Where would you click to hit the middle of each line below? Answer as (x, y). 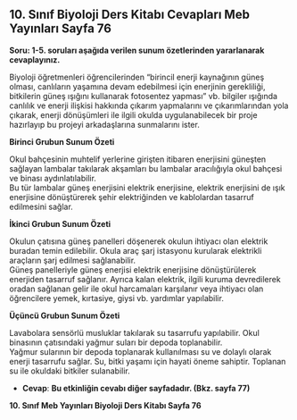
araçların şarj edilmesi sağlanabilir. (73, 260)
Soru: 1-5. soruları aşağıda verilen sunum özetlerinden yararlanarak (137, 50)
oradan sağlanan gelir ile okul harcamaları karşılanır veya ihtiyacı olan (136, 289)
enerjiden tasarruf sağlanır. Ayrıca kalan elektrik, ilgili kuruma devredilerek (145, 279)
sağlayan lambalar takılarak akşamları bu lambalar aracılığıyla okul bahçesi (146, 168)
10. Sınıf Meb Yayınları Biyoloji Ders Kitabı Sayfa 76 (106, 405)
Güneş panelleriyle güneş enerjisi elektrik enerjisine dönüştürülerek (133, 269)
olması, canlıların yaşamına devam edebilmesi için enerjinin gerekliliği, (137, 86)
